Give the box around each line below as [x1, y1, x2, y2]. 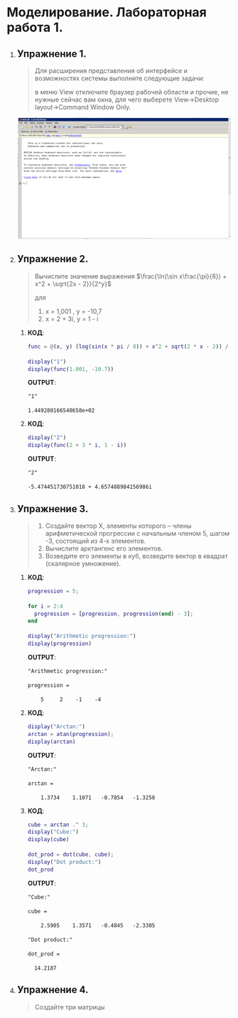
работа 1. [6, 19, 63, 36]
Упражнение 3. [16, 502, 89, 515]
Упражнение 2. [16, 253, 89, 265]
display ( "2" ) [27, 434, 67, 441]
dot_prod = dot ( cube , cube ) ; [27, 851, 114, 858]
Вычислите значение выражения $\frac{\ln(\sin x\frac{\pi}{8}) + [34, 271, 227, 281]
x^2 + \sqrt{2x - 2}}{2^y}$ [34, 279, 112, 288]
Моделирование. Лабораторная [6, 4, 207, 21]
